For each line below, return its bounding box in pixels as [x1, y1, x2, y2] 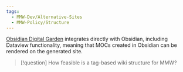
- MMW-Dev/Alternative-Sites [11, 14, 83, 20]
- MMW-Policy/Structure [11, 19, 69, 25]
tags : [6, 8, 19, 15]
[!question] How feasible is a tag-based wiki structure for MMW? [20, 59, 177, 66]
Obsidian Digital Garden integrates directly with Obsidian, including [6, 36, 168, 43]
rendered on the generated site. [6, 48, 83, 55]
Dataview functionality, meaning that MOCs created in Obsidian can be [6, 42, 177, 49]
